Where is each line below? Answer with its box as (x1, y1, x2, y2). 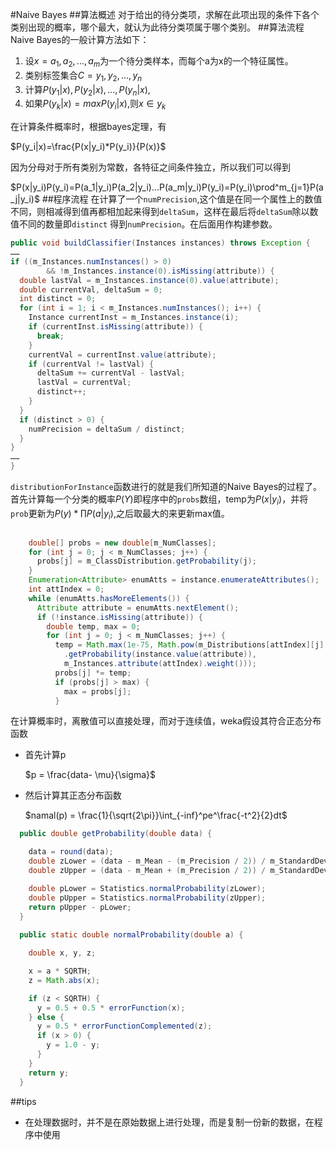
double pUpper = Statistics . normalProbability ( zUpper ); (28, 893, 267, 903)
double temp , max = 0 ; (46, 621, 141, 632)
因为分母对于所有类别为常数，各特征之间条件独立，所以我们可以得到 (10, 161, 291, 173)
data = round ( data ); (28, 847, 114, 857)
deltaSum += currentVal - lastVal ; (36, 368, 186, 378)
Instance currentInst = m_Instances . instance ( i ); (28, 313, 240, 323)
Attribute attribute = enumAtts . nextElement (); (36, 603, 240, 613)
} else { (28, 1012, 65, 1022)
